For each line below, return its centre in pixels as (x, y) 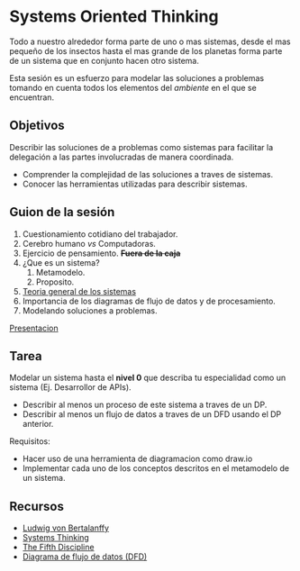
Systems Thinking (56, 538)
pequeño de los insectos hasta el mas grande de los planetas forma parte (146, 50)
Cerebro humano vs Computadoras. (89, 243)
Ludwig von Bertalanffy (66, 528)
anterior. (38, 424)
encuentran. (32, 97)
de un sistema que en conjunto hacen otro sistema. (105, 60)
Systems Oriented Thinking (114, 17)
